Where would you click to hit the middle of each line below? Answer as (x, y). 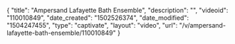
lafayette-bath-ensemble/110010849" (62, 33)
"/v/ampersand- (202, 25)
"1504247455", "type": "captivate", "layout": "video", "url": (92, 25)
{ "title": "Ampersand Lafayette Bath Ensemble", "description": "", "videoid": (117, 10)
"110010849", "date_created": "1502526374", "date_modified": (98, 18)
